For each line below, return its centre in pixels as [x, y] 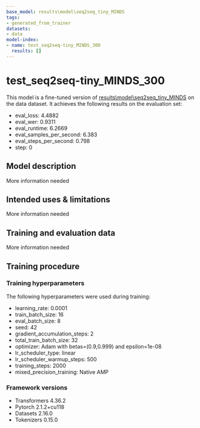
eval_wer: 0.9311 [35, 121]
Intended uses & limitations [58, 199]
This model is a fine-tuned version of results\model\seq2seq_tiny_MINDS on [100, 97]
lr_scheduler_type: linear [45, 353]
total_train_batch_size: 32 [46, 340]
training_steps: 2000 [40, 365]
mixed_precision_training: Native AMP [62, 372]
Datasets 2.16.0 [34, 414]
